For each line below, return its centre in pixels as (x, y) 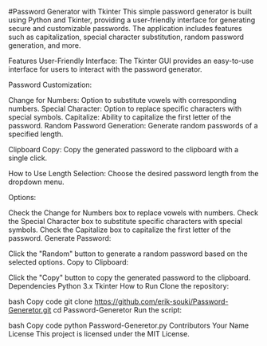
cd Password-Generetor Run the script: (117, 310)
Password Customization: (50, 85)
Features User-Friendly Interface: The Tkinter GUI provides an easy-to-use (131, 61)
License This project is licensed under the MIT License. (99, 334)
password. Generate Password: (60, 238)
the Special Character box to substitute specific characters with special (126, 221)
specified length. (36, 134)
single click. (28, 158)
